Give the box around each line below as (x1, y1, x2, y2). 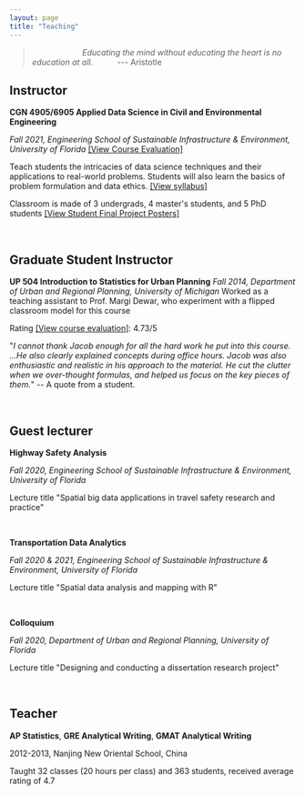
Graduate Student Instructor (9, 252, 174, 267)
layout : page (9, 13, 59, 23)
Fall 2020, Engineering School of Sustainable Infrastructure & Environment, (9, 465, 292, 476)
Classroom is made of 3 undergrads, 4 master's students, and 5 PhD (9, 198, 267, 209)
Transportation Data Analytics (9, 537, 127, 548)
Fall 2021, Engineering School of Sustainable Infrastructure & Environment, (9, 134, 290, 146)
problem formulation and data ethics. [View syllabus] (9, 181, 208, 192)
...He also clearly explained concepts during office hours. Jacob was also (9, 350, 287, 361)
